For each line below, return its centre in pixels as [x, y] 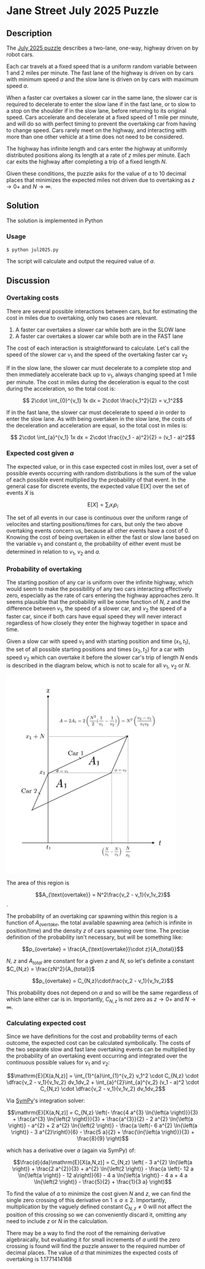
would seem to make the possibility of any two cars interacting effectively [99, 589]
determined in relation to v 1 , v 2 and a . [54, 553]
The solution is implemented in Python [54, 220]
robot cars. [20, 55]
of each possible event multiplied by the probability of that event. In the [96, 480]
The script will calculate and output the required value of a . [81, 262]
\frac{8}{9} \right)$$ [103, 1138]
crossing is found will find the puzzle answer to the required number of [96, 1246]
